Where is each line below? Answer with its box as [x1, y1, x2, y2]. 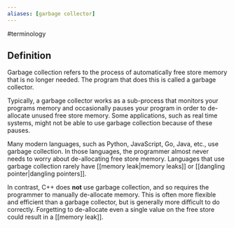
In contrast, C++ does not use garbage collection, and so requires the [7, 183, 209, 192]
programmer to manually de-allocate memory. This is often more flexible [7, 190, 216, 199]
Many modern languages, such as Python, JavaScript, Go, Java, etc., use [7, 140, 219, 148]
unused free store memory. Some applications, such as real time [31, 111, 218, 120]
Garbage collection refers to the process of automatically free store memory [7, 68, 228, 77]
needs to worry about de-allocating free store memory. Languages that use [7, 155, 225, 163]
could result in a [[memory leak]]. [7, 213, 104, 221]
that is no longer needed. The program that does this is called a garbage [7, 76, 216, 84]
